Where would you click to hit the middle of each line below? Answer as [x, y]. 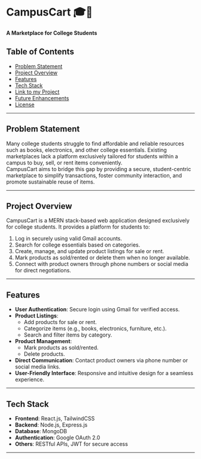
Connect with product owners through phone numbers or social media [101, 264]
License [25, 104]
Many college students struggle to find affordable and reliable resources [95, 143]
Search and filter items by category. [68, 335]
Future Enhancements [42, 98]
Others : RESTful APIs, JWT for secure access [71, 444]
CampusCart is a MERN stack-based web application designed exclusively [98, 221]
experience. [30, 380]
